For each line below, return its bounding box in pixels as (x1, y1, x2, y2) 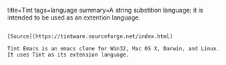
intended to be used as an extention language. (7, 13, 141, 22)
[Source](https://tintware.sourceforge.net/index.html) (7, 33, 173, 40)
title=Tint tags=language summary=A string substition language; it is (7, 6, 204, 14)
